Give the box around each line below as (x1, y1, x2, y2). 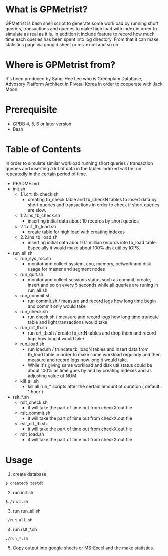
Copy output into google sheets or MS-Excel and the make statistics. (12, 545, 154, 551)
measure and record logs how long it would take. (27, 357, 129, 363)
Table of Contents (5, 144, 81, 155)
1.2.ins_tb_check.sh (20, 212, 60, 218)
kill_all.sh (20, 378, 39, 384)
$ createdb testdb (5, 481, 44, 486)
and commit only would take (27, 303, 86, 309)
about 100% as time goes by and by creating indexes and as (27, 367, 152, 373)
